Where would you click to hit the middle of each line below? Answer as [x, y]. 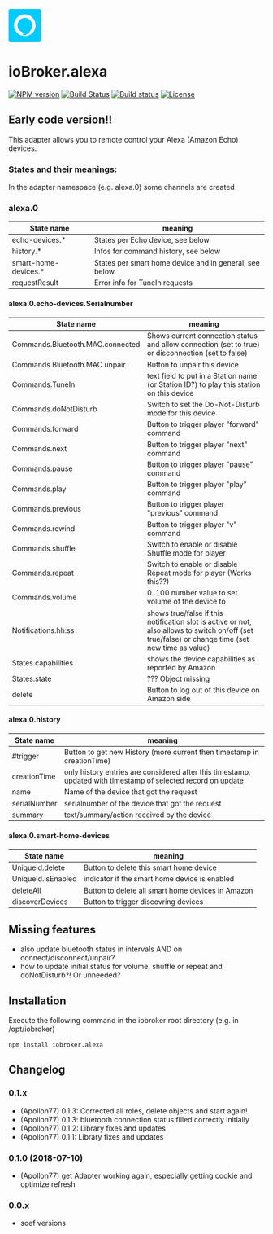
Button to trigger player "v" [192, 524]
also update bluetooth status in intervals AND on [101, 949]
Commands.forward [45, 428]
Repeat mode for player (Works [199, 573]
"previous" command [182, 513]
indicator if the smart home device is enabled [159, 879]
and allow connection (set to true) [203, 345]
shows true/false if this [185, 613]
